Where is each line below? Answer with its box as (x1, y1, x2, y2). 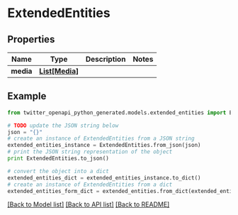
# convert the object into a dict (7, 167, 110, 175)
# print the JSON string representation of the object (7, 148, 173, 155)
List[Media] (38, 66, 79, 76)
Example (7, 90, 47, 102)
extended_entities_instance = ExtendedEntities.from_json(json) (7, 142, 201, 149)
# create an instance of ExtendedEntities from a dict (7, 181, 173, 188)
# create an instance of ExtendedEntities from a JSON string (7, 135, 195, 143)
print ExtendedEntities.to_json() (7, 155, 110, 162)
